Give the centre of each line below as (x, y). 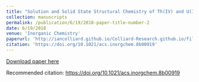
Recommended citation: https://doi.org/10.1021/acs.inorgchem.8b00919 (93, 73)
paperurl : (18, 39)
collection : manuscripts (37, 17)
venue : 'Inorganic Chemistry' (44, 34)
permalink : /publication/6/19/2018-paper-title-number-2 (78, 22)
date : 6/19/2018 (26, 28)
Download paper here (33, 61)
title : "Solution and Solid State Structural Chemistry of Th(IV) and (95, 12)
